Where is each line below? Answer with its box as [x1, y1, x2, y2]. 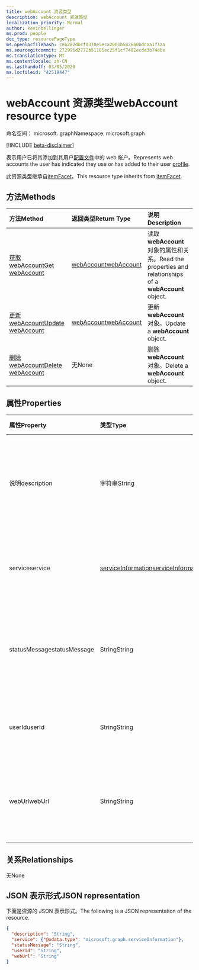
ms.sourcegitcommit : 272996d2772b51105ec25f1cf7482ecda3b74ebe [6, 47, 166, 53]
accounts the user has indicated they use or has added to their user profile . [6, 160, 190, 168]
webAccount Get [9, 261, 54, 269]
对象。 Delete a [147, 362, 188, 370]
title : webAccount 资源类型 [6, 8, 72, 15]
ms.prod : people [6, 31, 46, 37]
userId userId [9, 723, 45, 731]
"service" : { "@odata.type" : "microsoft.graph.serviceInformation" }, [11, 937, 184, 943]
